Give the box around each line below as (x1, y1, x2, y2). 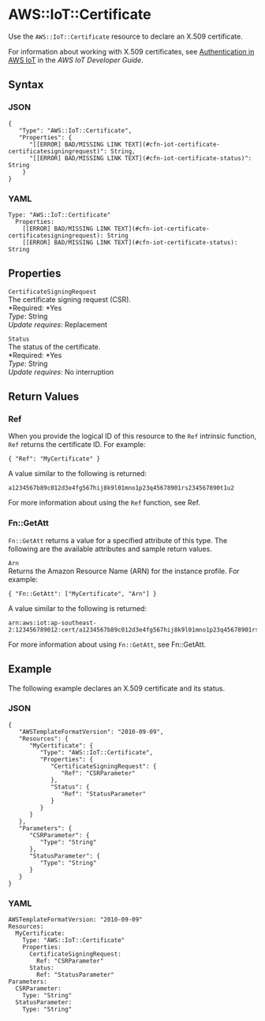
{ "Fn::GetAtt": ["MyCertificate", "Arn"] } (8, 590, 157, 598)
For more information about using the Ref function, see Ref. (8, 498, 201, 508)
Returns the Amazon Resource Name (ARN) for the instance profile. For (8, 566, 240, 576)
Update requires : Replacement (8, 319, 108, 329)
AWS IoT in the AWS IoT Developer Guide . (8, 55, 144, 65)
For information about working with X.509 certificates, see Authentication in (8, 47, 255, 56)
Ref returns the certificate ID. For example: (8, 440, 146, 449)
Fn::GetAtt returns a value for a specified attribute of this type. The (8, 535, 228, 545)
